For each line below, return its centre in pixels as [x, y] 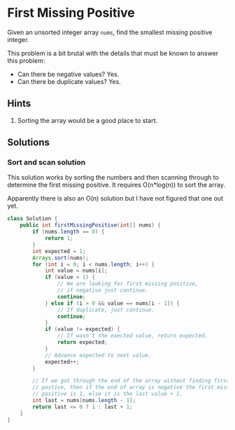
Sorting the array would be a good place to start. [87, 120]
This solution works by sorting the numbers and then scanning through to [113, 178]
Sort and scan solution [47, 162]
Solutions [29, 142]
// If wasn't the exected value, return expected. [133, 336]
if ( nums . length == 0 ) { [69, 232]
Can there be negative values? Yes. [68, 74]
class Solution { [33, 219]
